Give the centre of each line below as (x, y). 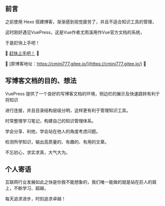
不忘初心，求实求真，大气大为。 (38, 152)
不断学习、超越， (31, 188)
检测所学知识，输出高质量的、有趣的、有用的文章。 (57, 142)
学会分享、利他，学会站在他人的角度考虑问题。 (53, 131)
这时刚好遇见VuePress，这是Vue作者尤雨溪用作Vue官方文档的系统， (75, 32)
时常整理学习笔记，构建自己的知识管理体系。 (51, 121)
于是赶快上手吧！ (22, 42)
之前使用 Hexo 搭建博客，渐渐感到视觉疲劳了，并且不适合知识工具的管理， (81, 22)
